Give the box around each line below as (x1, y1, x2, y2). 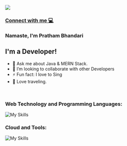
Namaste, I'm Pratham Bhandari (5, 32, 83, 39)
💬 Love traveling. (12, 78, 47, 84)
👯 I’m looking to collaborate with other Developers (12, 66, 115, 72)
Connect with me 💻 (5, 17, 54, 24)
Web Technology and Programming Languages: (5, 100, 123, 107)
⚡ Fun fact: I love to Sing (12, 71, 63, 77)
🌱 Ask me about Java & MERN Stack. (12, 60, 88, 66)
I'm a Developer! (5, 48, 57, 56)
